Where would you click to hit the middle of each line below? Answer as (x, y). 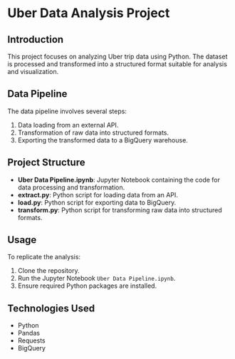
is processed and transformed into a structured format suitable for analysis (117, 64)
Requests (31, 340)
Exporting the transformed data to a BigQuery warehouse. (103, 140)
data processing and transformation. (71, 187)
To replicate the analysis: (44, 257)
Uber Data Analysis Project (89, 13)
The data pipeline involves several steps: (67, 111)
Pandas (29, 333)
